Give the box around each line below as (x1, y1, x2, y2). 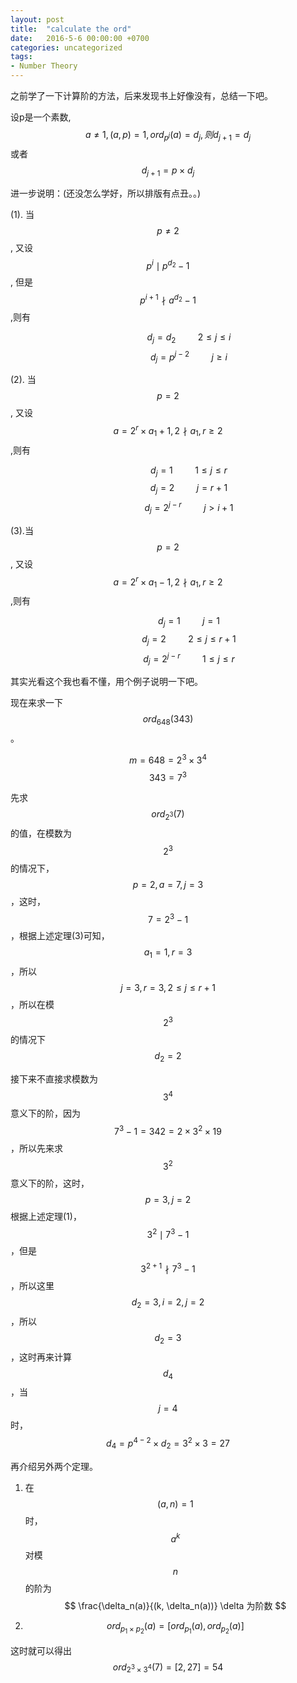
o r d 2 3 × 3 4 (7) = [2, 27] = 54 (112, 1661, 224, 1675)
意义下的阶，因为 (10, 1107, 81, 1120)
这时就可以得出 (10, 1644, 72, 1656)
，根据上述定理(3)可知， (10, 930, 110, 942)
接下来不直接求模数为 (10, 1072, 98, 1085)
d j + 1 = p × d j (141, 164, 195, 178)
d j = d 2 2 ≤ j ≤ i (146, 331, 232, 345)
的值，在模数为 (10, 827, 72, 840)
